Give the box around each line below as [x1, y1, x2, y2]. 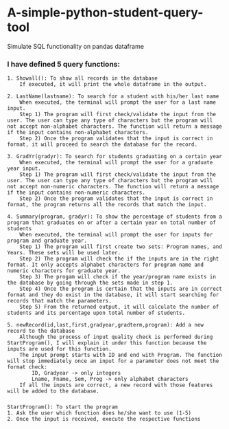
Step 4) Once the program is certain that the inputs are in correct [19, 285, 223, 293]
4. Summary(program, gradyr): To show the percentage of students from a [7, 213, 223, 221]
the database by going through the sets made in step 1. [7, 280, 173, 287]
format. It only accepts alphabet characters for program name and [7, 261, 204, 269]
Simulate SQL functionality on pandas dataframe [7, 42, 144, 50]
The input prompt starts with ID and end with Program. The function [19, 352, 223, 359]
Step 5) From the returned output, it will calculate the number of [19, 304, 219, 311]
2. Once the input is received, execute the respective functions [7, 416, 201, 423]
